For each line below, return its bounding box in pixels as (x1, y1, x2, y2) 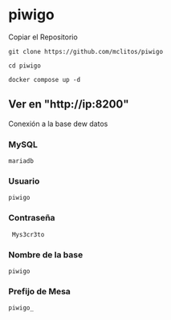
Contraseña (8, 213, 55, 224)
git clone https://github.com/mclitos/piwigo (8, 47, 163, 55)
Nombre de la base (8, 249, 83, 260)
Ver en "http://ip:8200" (8, 98, 130, 111)
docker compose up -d (8, 75, 81, 83)
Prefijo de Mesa (8, 286, 71, 297)
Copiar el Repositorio (8, 32, 78, 42)
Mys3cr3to (11, 230, 45, 238)
